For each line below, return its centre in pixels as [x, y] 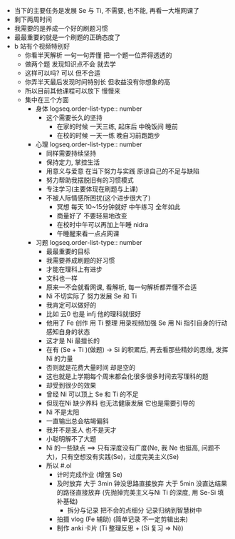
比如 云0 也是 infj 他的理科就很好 [94, 314]
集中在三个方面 [47, 100]
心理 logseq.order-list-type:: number [89, 144]
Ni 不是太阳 [63, 412]
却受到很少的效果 [71, 385]
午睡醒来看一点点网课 [88, 233]
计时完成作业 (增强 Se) [90, 474]
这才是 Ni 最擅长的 [73, 341]
